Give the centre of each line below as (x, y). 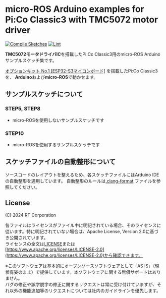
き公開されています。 (27, 238)
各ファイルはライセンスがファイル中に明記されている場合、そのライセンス (81, 225)
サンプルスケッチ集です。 (31, 60)
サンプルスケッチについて (44, 94)
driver (18, 30)
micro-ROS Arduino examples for (75, 9)
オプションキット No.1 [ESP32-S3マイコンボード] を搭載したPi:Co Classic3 (82, 71)
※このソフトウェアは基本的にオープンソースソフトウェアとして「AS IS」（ (80, 266)
